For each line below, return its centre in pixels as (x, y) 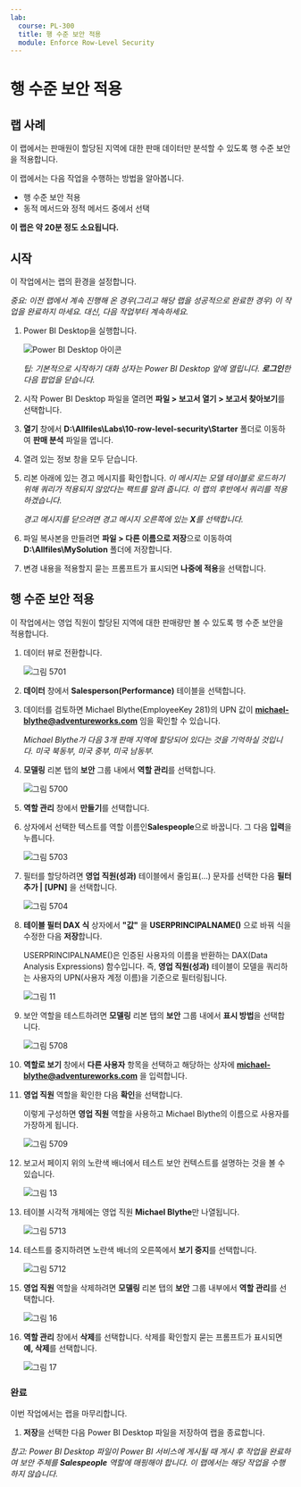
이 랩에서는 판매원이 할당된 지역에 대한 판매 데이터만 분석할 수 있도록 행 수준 (142, 148)
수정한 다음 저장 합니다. (63, 936)
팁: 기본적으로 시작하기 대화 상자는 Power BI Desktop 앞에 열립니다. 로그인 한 (157, 369)
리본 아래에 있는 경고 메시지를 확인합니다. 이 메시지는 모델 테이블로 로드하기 (154, 478)
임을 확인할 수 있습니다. (180, 721)
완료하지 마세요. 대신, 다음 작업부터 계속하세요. (108, 312)
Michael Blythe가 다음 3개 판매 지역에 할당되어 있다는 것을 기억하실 (141, 739)
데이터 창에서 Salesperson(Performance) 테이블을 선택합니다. (134, 690)
